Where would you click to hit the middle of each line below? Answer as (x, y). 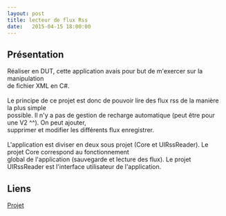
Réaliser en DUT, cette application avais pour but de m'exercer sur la (105, 71)
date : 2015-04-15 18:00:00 (49, 26)
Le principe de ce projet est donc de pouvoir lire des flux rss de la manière (113, 100)
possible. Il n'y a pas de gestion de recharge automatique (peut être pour (111, 116)
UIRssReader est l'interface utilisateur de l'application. (84, 167)
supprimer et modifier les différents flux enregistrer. (81, 130)
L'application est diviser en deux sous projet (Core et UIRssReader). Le (108, 145)
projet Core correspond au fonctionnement (68, 152)
